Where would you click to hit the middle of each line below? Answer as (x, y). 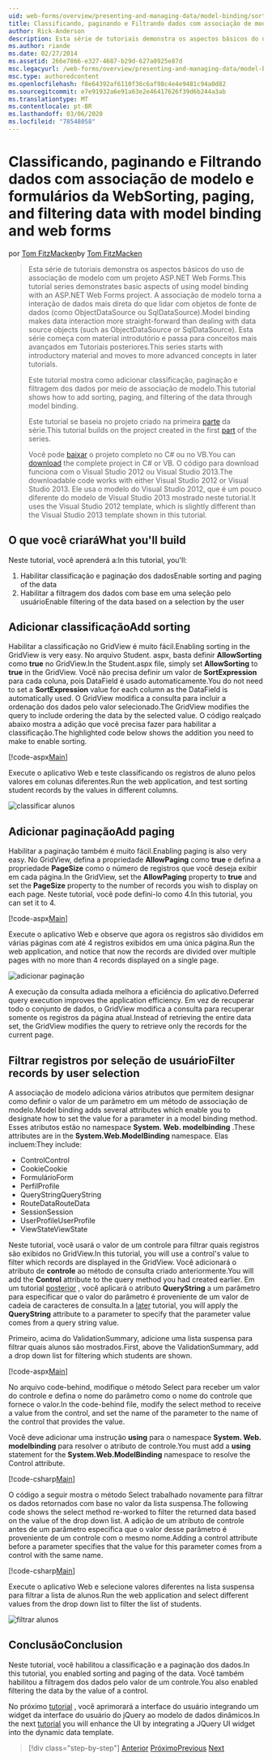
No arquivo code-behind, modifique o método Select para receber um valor (134, 1387)
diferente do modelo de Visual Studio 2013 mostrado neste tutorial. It (142, 497)
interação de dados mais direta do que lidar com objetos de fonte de (142, 303)
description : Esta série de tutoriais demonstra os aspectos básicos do (134, 39)
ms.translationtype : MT (49, 99)
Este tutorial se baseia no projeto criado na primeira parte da (129, 421)
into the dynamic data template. (61, 1732)
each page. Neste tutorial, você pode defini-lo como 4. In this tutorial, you (131, 894)
